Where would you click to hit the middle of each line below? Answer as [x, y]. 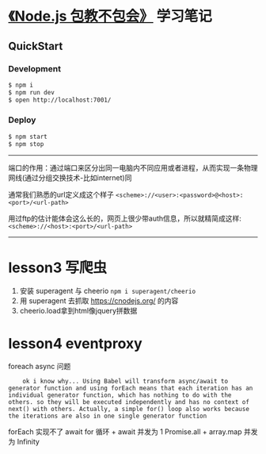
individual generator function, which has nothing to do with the [120, 395]
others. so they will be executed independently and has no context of [129, 402]
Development [35, 68]
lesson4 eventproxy [75, 343]
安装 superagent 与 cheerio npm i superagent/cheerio [108, 291]
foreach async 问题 [40, 367]
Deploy [22, 120]
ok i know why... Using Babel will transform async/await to [125, 382]
